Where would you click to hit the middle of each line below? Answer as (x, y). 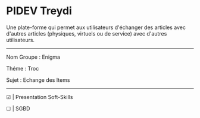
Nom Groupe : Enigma (33, 57)
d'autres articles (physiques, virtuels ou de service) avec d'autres (87, 33)
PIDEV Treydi (39, 11)
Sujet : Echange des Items (38, 80)
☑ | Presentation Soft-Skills (40, 97)
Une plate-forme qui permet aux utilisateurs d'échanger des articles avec (96, 27)
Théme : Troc (23, 68)
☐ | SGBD (18, 109)
